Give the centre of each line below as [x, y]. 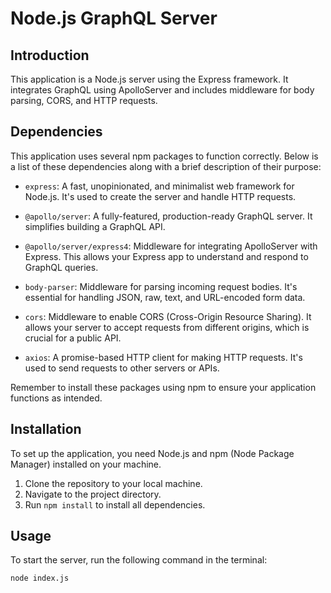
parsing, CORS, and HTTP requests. [84, 100]
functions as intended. [56, 398]
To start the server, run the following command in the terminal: [139, 560]
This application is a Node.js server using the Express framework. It [149, 79]
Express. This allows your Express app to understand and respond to [166, 256]
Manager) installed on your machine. [86, 464]
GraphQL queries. [61, 267]
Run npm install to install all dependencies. [115, 504]
